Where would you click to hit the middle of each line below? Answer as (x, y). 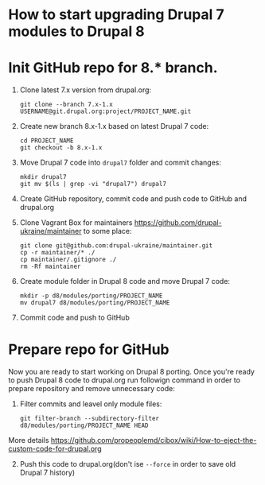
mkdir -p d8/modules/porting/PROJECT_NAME (91, 296)
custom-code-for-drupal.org (55, 449)
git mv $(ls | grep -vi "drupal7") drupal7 (93, 184)
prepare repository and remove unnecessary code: (92, 389)
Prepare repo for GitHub (89, 349)
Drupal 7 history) (47, 473)
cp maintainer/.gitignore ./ (68, 260)
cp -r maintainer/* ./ (57, 253)
